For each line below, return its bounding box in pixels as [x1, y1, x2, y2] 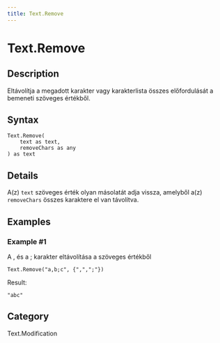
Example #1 [7, 236, 47, 246]
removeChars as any [19, 144, 77, 152]
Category [7, 311, 49, 323]
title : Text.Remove [7, 10, 64, 17]
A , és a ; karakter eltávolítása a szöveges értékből [7, 252, 152, 261]
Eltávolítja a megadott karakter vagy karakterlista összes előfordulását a [7, 86, 214, 95]
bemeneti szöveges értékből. [7, 93, 91, 102]
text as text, [19, 139, 61, 146]
